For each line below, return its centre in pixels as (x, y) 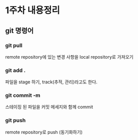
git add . (16, 70)
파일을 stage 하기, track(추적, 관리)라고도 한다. (51, 82)
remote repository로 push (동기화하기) (44, 132)
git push (16, 120)
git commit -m (23, 96)
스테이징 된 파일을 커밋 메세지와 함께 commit (49, 107)
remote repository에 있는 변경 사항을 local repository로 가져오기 (69, 57)
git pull (14, 45)
